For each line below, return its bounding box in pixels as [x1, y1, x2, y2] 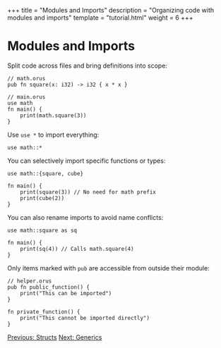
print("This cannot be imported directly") [20, 314, 150, 321]
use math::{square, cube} [7, 170, 83, 177]
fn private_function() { [7, 308, 80, 316]
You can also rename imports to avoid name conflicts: [7, 213, 164, 221]
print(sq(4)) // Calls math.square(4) [20, 245, 134, 252]
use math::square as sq [7, 227, 78, 234]
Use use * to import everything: [7, 130, 100, 139]
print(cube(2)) [20, 194, 65, 201]
